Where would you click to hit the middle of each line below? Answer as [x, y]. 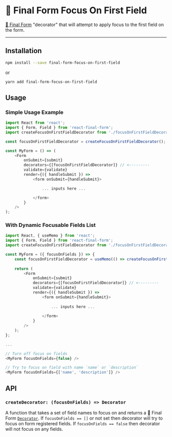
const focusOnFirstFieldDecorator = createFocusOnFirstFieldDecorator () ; [86, 142]
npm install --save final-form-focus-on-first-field [63, 63]
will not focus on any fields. [34, 429]
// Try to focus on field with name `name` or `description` [72, 367]
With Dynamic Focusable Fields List [51, 225]
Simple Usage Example [35, 112]
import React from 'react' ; [35, 123]
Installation [24, 51]
